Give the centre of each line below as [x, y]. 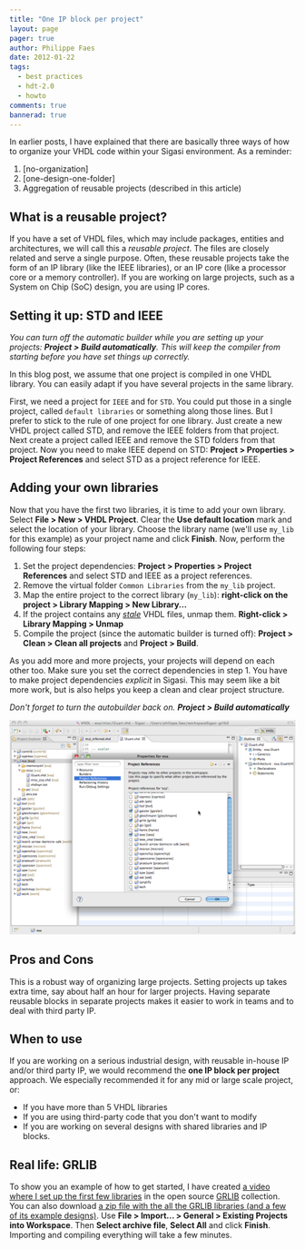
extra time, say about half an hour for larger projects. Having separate [140, 991]
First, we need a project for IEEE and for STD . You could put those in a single [151, 401]
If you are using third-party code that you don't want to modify [139, 1117]
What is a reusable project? [89, 216]
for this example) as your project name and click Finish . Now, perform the [148, 538]
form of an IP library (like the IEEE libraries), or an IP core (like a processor [148, 268]
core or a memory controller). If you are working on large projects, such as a [152, 278]
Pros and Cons [51, 960]
